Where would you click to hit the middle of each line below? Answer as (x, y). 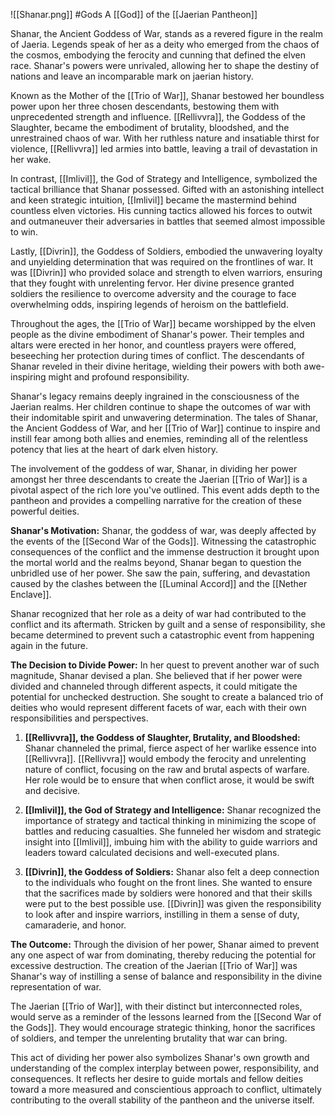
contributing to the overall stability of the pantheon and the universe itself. (162, 1100)
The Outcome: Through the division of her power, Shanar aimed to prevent (165, 944)
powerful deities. (45, 511)
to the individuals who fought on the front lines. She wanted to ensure (168, 882)
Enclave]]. (31, 594)
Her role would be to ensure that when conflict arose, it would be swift (169, 780)
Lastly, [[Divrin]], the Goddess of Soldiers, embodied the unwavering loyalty (166, 251)
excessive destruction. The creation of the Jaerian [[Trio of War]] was (154, 965)
